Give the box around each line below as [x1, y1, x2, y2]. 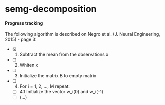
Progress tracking [5, 20, 43, 26]
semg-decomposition [5, 3, 97, 15]
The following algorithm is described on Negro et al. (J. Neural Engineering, [5, 31, 161, 37]
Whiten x [19, 62, 38, 68]
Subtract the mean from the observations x [19, 51, 109, 58]
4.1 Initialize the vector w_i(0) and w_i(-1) [19, 89, 104, 95]
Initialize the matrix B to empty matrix [19, 73, 96, 79]
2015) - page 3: [5, 36, 37, 43]
